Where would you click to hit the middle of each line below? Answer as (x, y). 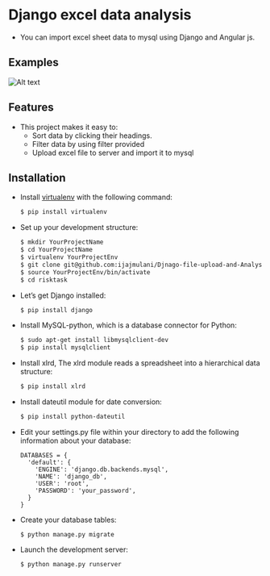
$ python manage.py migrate (67, 534)
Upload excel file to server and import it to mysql (113, 152)
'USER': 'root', (62, 483)
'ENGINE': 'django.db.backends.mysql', (102, 470)
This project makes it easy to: (69, 127)
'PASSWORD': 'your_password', (85, 490)
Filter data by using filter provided (88, 144)
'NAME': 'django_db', (71, 476)
